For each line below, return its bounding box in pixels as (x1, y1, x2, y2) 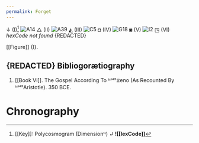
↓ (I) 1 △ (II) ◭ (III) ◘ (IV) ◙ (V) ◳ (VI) (6, 25, 170, 33)
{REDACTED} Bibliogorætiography (6, 60, 135, 71)
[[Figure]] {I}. (6, 44, 38, 51)
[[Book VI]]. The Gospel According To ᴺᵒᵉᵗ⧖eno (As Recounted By (14, 77, 175, 84)
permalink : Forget (6, 8, 52, 15)
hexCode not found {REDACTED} (6, 32, 87, 39)
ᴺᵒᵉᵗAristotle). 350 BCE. (14, 84, 72, 91)
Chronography (6, 105, 80, 118)
